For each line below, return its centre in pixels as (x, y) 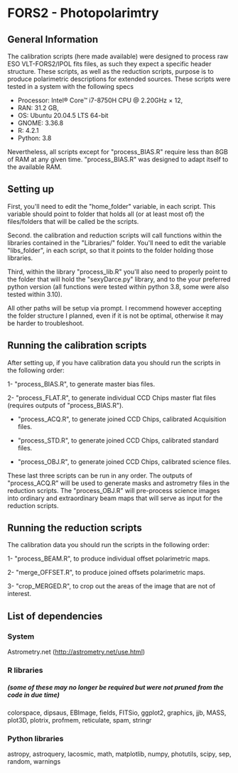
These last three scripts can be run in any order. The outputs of (100, 475)
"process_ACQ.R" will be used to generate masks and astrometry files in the (118, 483)
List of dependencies (55, 616)
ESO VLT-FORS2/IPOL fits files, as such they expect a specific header (109, 64)
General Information (53, 39)
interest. (20, 594)
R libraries (25, 671)
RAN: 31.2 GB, (38, 108)
